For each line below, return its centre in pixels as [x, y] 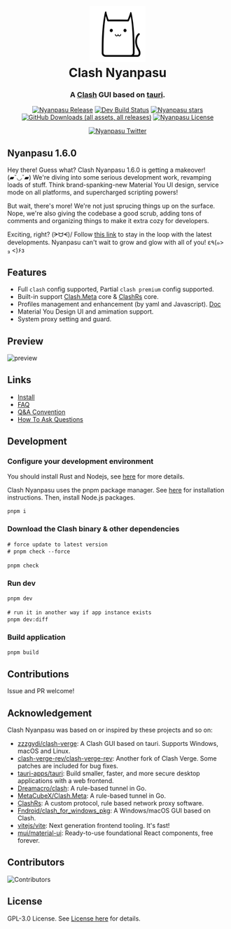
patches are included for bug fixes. [68, 766]
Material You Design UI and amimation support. [85, 312]
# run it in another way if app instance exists [79, 613]
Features [27, 272]
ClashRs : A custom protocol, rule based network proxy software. [111, 803]
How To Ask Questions [50, 419]
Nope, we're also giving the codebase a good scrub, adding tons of [104, 213]
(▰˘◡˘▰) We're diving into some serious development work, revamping [110, 178]
